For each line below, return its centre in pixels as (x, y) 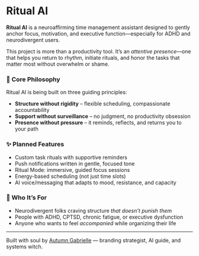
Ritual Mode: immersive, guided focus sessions (72, 169)
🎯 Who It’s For (27, 198)
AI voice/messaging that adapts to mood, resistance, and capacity (95, 183)
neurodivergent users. (33, 40)
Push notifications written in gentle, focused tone (75, 164)
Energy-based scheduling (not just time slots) (70, 176)
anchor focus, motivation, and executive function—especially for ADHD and (98, 33)
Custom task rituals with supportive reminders (71, 157)
